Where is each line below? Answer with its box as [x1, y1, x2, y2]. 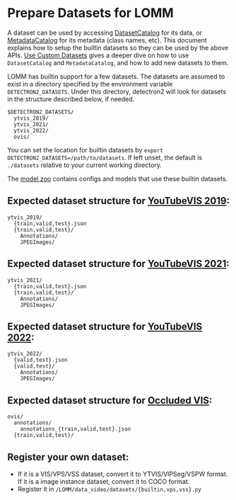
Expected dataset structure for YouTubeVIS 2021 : [7, 258, 230, 270]
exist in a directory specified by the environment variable [7, 79, 173, 88]
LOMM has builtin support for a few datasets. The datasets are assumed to [7, 72, 225, 81]
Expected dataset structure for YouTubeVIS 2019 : [7, 195, 230, 207]
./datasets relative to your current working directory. [7, 161, 163, 169]
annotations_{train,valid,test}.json [20, 426, 131, 433]
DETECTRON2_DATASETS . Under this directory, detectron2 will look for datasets [7, 87, 227, 96]
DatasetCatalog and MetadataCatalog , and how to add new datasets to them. [7, 58, 229, 67]
